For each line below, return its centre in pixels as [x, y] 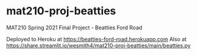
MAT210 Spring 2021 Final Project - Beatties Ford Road [74, 27]
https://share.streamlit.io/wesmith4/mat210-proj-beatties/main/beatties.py [98, 45]
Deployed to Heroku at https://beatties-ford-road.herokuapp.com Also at [96, 39]
